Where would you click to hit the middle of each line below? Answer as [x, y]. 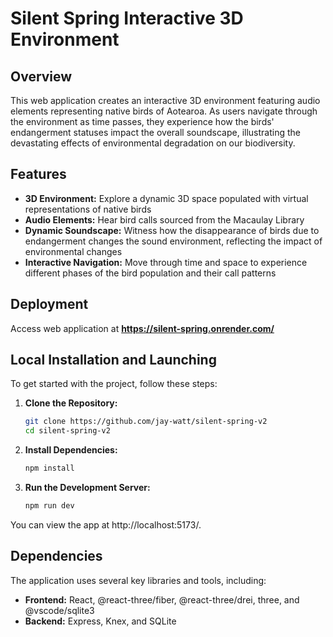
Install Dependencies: [71, 450]
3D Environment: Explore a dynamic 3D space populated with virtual [166, 198]
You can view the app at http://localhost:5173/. [106, 524]
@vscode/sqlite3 [59, 610]
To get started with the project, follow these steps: [114, 384]
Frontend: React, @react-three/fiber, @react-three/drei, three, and [162, 599]
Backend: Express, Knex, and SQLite [100, 621]
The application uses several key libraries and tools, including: [138, 580]
